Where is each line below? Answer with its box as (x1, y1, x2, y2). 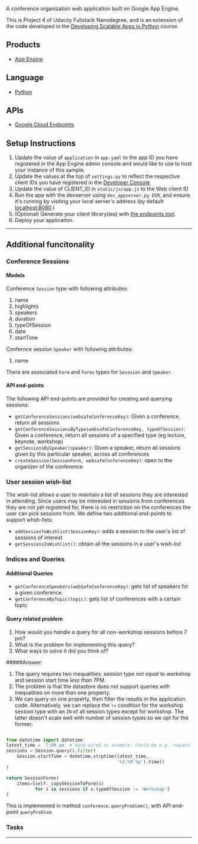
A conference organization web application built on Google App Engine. (6, 5, 180, 12)
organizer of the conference (14, 463, 83, 470)
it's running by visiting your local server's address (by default (14, 198, 164, 205)
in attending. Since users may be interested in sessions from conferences (6, 498, 184, 505)
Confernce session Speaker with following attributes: (6, 345, 134, 352)
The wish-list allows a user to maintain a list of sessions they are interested (6, 491, 189, 498)
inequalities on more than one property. (14, 689, 111, 696)
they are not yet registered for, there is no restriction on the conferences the (6, 504, 191, 511)
